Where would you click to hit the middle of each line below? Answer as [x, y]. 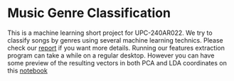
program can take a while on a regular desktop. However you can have [111, 55]
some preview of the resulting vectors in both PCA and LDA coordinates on [117, 63]
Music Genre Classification [89, 13]
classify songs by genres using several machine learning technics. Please [115, 40]
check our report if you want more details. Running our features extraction [116, 48]
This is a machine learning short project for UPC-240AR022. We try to [110, 33]
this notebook [27, 70]
